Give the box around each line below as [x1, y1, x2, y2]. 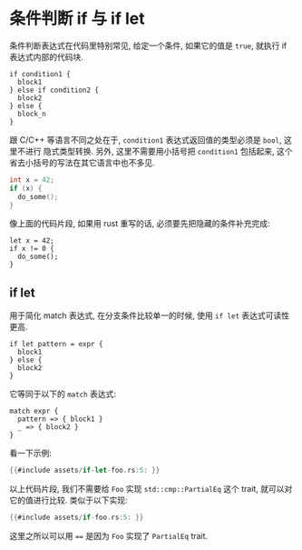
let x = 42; [9, 236, 54, 245]
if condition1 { [9, 69, 71, 78]
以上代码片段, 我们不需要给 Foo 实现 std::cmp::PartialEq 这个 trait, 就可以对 [9, 484, 293, 495]
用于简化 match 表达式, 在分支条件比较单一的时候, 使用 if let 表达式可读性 [9, 310, 290, 321]
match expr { [9, 406, 59, 416]
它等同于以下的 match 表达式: [9, 388, 116, 400]
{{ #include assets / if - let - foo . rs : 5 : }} [9, 465, 161, 475]
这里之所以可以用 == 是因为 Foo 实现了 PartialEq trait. [9, 531, 209, 541]
